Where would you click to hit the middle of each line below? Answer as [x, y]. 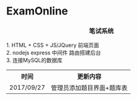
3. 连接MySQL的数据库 [34, 60]
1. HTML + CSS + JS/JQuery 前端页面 [53, 45]
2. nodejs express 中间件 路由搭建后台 [54, 53]
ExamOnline [37, 11]
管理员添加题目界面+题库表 [89, 88]
